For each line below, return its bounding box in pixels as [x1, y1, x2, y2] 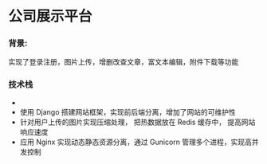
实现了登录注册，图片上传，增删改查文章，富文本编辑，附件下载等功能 [8, 57, 239, 67]
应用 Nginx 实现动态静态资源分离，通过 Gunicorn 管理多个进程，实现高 [19, 137, 253, 146]
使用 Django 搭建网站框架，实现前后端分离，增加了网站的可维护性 [19, 107, 237, 116]
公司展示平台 [8, 7, 93, 25]
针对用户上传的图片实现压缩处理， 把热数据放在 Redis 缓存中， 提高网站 [19, 117, 256, 127]
